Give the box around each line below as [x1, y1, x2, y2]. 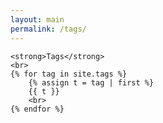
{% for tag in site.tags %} [10, 69, 128, 79]
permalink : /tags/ [10, 24, 87, 34]
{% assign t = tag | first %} [28, 77, 155, 88]
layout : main [10, 14, 65, 25]
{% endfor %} [10, 104, 65, 114]
